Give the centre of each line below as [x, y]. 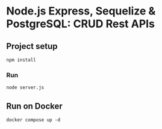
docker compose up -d [33, 120]
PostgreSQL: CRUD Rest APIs [81, 24]
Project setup [32, 46]
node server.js [25, 88]
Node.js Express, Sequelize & [81, 11]
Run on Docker [35, 106]
